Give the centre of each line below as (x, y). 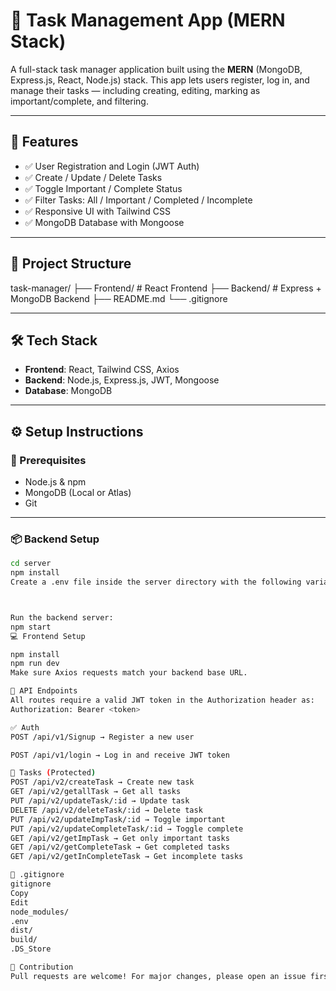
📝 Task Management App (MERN (148, 20)
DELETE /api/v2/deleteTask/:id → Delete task (106, 810)
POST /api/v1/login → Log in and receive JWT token (120, 755)
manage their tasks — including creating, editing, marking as (135, 90)
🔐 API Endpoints (44, 691)
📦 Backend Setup (55, 539)
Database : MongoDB (68, 391)
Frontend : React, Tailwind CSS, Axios (102, 370)
